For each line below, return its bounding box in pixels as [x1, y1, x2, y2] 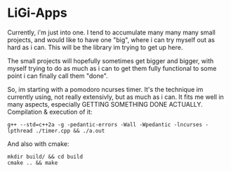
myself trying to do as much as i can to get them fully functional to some [7, 64, 217, 72]
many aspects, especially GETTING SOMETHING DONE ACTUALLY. [7, 100, 203, 108]
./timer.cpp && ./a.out [35, 127, 105, 134]
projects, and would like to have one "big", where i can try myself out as [7, 35, 216, 44]
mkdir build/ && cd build [7, 153, 83, 160]
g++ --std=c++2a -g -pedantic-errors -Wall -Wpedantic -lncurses [7, 121, 202, 128]
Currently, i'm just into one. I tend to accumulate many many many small [7, 28, 216, 37]
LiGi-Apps [7, 5, 68, 21]
